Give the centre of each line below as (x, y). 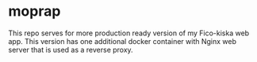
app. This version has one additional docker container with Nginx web (122, 41)
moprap (35, 11)
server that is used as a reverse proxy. (71, 49)
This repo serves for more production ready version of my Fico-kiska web (129, 33)
